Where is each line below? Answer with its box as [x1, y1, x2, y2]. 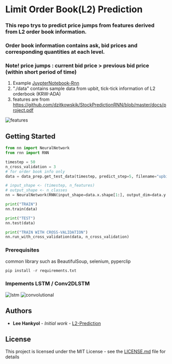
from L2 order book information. [5, 28, 87, 35]
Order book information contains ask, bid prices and [5, 42, 138, 49]
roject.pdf [12, 107, 34, 113]
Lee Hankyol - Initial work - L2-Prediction [12, 320, 101, 326]
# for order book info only [5, 169, 66, 174]
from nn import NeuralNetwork [5, 146, 70, 151]
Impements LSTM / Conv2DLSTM [5, 280, 90, 287]
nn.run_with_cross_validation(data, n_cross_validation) [5, 234, 130, 240]
